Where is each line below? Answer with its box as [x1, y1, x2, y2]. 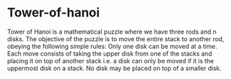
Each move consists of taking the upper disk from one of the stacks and [7, 49, 212, 58]
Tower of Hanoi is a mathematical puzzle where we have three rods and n [7, 27, 216, 36]
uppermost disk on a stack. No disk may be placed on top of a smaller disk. [7, 64, 222, 72]
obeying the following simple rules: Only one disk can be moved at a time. [7, 42, 218, 50]
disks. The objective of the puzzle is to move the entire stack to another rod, [7, 34, 225, 43]
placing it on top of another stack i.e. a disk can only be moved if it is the [7, 56, 214, 65]
